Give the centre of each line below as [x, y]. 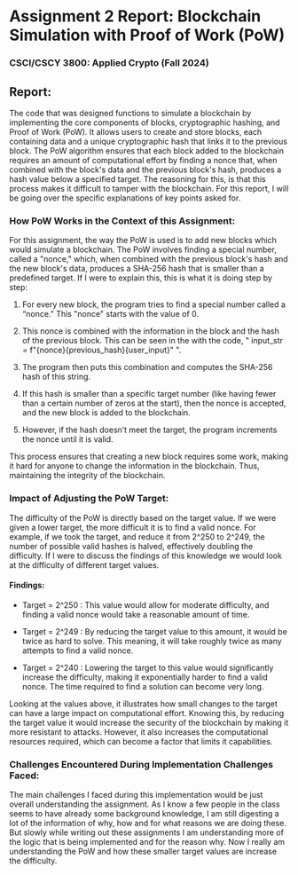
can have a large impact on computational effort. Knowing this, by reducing [147, 713]
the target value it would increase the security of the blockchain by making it [149, 722]
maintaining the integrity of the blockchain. [87, 476]
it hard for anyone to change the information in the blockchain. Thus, [134, 466]
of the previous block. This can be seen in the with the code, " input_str [153, 341]
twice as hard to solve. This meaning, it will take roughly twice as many [152, 641]
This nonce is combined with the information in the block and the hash [150, 331]
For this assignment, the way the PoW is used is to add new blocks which [143, 240]
